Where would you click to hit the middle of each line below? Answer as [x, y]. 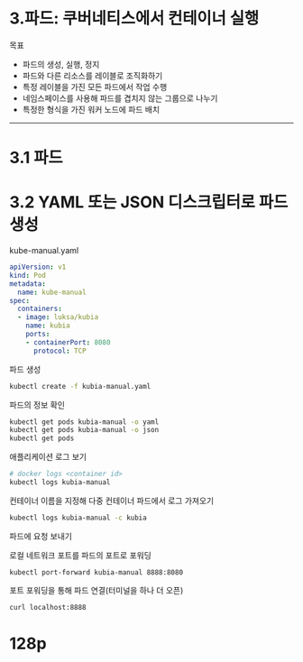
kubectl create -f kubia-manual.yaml [80, 386]
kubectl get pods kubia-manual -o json [84, 430]
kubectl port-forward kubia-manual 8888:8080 [96, 572]
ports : [38, 335]
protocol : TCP [60, 351]
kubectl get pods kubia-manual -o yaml [84, 422]
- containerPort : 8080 [68, 342]
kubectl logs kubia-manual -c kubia [78, 518]
